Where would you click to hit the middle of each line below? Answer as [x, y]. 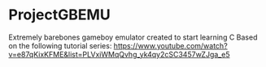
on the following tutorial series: [60, 45]
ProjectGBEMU [60, 15]
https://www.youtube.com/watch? [170, 45]
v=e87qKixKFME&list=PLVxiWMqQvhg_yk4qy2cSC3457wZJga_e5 [119, 54]
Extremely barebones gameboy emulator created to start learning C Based [133, 37]
